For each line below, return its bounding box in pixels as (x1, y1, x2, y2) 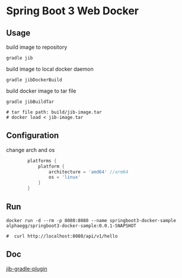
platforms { (27, 157, 58, 164)
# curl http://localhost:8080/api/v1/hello (6, 233, 118, 239)
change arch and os (6, 146, 55, 153)
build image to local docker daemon (6, 65, 94, 72)
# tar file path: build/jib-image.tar (6, 109, 102, 115)
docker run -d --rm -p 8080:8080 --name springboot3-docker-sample (6, 217, 177, 223)
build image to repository (6, 43, 68, 50)
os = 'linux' (48, 174, 81, 181)
